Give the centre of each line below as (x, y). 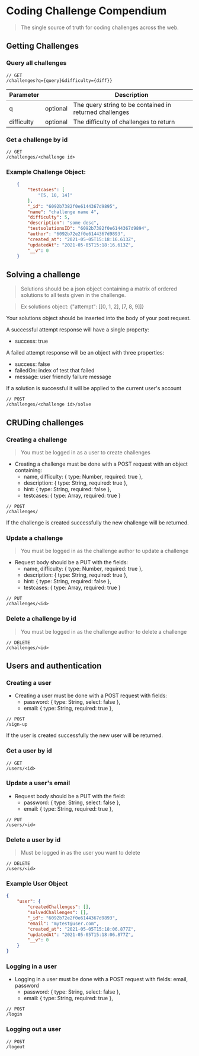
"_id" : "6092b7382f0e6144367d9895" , (73, 206)
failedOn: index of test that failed (54, 371)
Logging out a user (33, 1029)
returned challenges (101, 112)
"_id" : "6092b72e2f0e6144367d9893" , (73, 918)
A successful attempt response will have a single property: (78, 330)
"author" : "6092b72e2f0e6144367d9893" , (77, 234)
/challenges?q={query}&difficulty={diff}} (59, 80)
